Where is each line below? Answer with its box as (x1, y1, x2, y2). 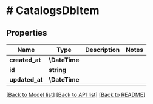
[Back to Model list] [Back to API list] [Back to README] (6, 91, 146, 98)
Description (84, 46, 120, 54)
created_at (9, 56, 41, 64)
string (48, 66, 67, 74)
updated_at (9, 76, 43, 83)
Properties (6, 28, 47, 38)
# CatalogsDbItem (6, 4, 100, 18)
